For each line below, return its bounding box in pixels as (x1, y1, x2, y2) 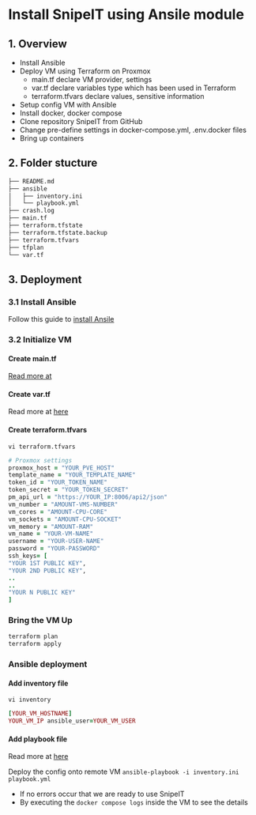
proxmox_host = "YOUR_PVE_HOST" (8, 464, 115, 472)
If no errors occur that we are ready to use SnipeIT (19, 789, 185, 799)
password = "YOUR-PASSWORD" (8, 545, 101, 553)
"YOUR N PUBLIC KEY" (8, 589, 77, 597)
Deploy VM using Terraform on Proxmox (19, 66, 151, 76)
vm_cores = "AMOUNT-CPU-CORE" (8, 507, 108, 515)
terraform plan (8, 632, 58, 641)
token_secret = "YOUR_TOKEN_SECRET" (8, 486, 129, 494)
